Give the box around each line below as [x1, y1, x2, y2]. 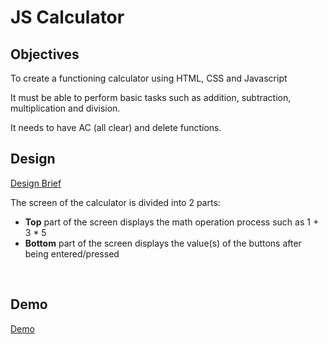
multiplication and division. [10, 102, 121, 114]
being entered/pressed [24, 247, 120, 260]
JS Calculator [10, 6, 125, 29]
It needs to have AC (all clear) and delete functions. [10, 122, 222, 133]
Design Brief [10, 177, 62, 189]
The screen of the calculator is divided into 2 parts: [10, 196, 221, 208]
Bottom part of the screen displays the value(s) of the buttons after [24, 237, 302, 249]
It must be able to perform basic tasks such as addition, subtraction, [10, 92, 292, 103]
